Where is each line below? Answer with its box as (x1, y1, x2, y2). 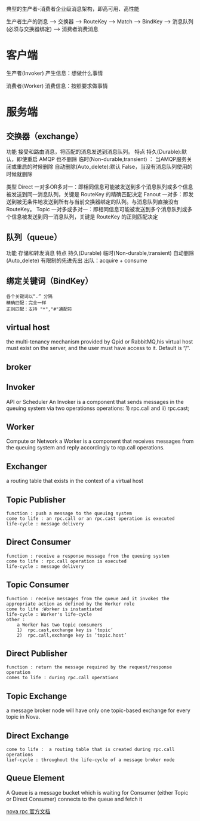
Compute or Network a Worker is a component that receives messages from (6, 437, 194, 445)
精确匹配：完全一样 (6, 300, 47, 306)
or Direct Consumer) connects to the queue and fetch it (6, 795, 143, 802)
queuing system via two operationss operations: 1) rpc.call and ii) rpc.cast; (6, 405, 190, 412)
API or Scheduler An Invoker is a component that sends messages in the (6, 398, 184, 405)
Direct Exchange (6, 731, 69, 741)
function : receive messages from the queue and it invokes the (6, 595, 170, 601)
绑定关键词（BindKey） (6, 276, 93, 286)
